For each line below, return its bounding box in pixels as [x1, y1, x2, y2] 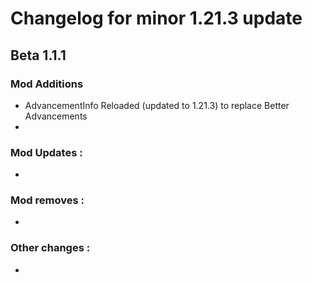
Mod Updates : [10, 145, 83, 159]
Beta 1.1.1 [10, 47, 67, 64]
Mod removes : [10, 193, 85, 207]
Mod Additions [10, 77, 84, 91]
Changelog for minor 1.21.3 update [10, 7, 303, 30]
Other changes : [10, 241, 91, 255]
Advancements [24, 110, 88, 122]
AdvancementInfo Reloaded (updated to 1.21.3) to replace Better [24, 99, 290, 111]
